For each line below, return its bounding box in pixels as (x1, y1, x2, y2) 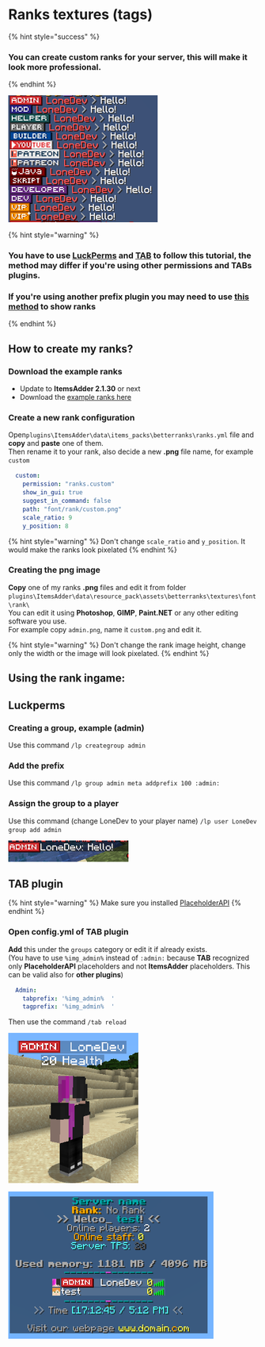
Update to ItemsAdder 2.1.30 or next (19, 384, 141, 393)
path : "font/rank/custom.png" (22, 505, 123, 513)
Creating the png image (8, 565, 101, 576)
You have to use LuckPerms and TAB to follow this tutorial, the (8, 250, 252, 261)
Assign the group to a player (8, 798, 119, 809)
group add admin (8, 826, 62, 834)
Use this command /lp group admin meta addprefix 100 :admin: (8, 778, 220, 788)
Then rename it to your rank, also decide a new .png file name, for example (8, 447, 254, 457)
